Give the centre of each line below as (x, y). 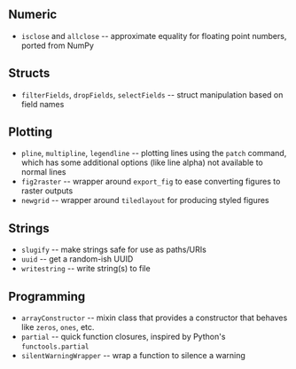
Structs (29, 73)
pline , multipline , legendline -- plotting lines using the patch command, (154, 153)
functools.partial (55, 347)
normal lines (44, 172)
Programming (47, 296)
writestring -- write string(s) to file (86, 269)
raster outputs (47, 191)
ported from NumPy (58, 45)
